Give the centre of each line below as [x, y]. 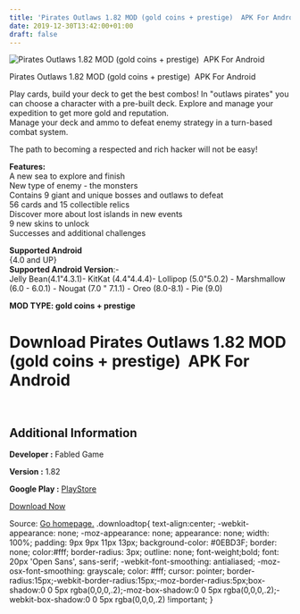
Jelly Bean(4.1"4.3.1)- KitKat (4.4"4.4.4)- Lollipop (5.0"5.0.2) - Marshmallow [147, 279]
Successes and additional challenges [78, 233]
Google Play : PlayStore [53, 489]
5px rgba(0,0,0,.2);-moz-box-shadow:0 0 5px [138, 590]
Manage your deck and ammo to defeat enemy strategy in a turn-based [141, 122]
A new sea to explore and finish [67, 176]
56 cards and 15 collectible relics [70, 205]
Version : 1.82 [35, 472]
